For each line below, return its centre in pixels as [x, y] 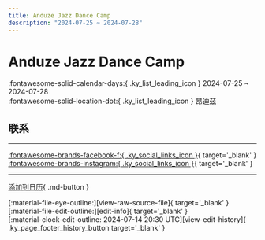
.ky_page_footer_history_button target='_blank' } [87, 228]
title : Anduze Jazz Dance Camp [60, 15]
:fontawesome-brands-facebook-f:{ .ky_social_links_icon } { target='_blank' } [132, 155]
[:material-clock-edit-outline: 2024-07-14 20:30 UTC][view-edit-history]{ [127, 220]
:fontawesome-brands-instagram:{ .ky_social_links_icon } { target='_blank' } [131, 164]
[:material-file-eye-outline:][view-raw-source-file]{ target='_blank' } [119, 203]
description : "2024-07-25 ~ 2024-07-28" [76, 23]
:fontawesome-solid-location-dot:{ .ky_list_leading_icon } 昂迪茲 [112, 101]
